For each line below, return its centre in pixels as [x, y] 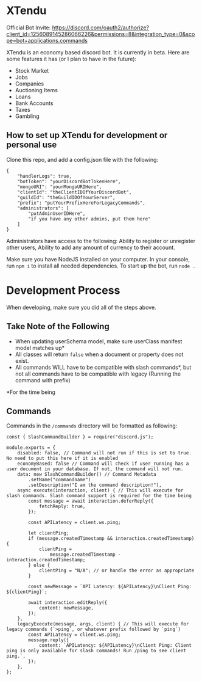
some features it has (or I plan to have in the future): [71, 59]
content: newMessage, [66, 608]
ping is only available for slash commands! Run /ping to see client [96, 651]
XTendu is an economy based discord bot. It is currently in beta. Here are [98, 52]
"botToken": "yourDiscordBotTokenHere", [69, 181]
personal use [32, 145]
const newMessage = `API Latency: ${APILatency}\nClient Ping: [110, 587]
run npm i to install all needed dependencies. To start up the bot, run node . [101, 266]
